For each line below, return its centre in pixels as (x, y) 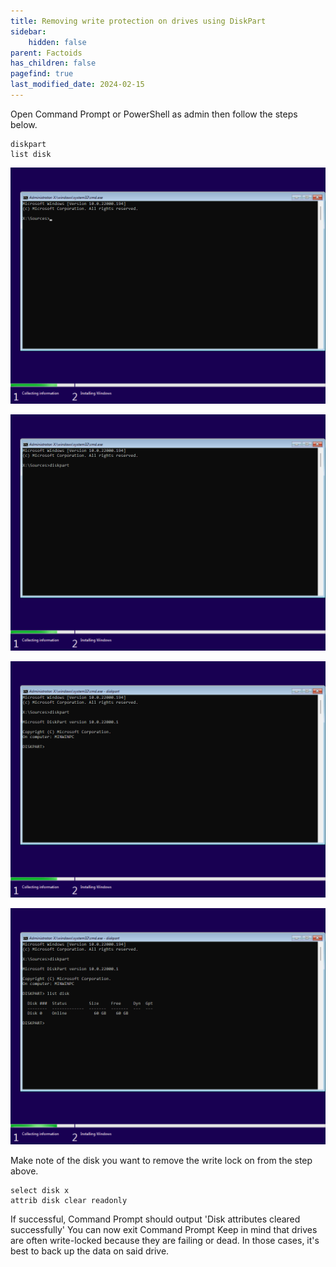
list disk (31, 154)
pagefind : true (42, 74)
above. (24, 1171)
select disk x (40, 1190)
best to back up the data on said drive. (90, 1251)
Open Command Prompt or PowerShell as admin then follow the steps (154, 114)
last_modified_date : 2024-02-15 (77, 85)
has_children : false (53, 63)
